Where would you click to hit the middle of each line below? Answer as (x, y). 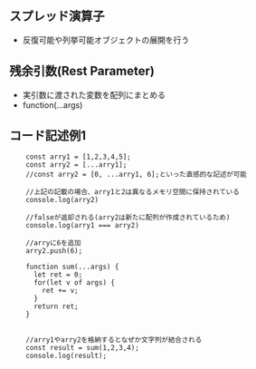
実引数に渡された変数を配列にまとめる (94, 94)
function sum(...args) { (72, 267)
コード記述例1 (48, 136)
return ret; (56, 306)
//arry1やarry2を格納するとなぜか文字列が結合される (114, 340)
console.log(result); (66, 356)
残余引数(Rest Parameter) (82, 71)
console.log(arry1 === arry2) (83, 226)
